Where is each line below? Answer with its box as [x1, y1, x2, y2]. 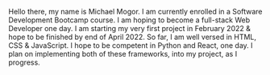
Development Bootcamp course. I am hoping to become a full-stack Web [8, 15, 251, 25]
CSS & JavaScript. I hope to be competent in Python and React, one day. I [8, 41, 253, 50]
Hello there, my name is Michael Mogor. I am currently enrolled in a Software [8, 7, 263, 16]
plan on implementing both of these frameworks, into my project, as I [8, 49, 238, 58]
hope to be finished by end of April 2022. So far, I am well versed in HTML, [8, 32, 256, 41]
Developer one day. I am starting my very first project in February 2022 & [8, 24, 251, 33]
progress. [8, 57, 40, 67]
